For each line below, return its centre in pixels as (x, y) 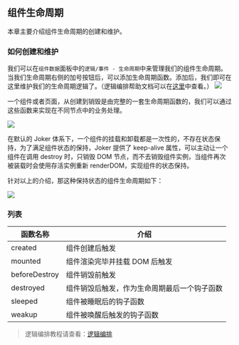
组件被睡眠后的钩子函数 (105, 302)
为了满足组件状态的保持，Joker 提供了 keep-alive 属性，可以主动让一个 (124, 148)
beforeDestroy (35, 274)
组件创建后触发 (91, 248)
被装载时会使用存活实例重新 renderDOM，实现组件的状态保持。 (100, 165)
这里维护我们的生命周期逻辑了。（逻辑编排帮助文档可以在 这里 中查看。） (110, 86)
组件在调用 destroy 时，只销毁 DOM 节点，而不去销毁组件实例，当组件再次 (117, 157)
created (24, 248)
